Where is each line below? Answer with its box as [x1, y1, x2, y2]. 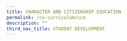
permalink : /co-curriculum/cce [6, 14, 86, 20]
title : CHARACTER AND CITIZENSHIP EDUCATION [6, 8, 122, 15]
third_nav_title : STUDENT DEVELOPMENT [6, 25, 105, 32]
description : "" [6, 20, 48, 26]
